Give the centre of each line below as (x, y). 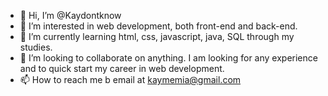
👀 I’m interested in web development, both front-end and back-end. (158, 26)
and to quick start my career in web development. (122, 68)
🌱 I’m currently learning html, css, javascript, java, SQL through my (157, 36)
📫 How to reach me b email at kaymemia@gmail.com (130, 79)
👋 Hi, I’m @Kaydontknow (70, 15)
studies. (36, 47)
